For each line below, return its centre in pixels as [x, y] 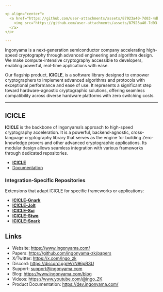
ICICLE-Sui [23, 211]
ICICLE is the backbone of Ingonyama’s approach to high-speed [69, 127]
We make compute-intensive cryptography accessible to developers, [74, 60]
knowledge [16, 143]
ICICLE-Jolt [24, 205]
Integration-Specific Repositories [45, 180]
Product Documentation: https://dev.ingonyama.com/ [65, 284]
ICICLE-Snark [26, 221]
